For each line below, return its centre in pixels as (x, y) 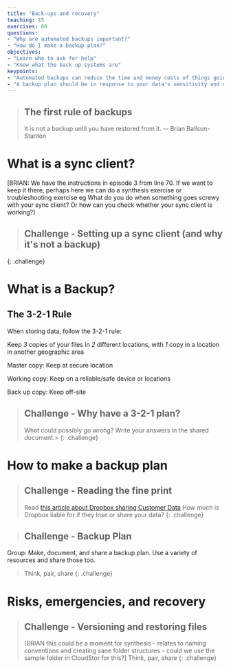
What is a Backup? (61, 289)
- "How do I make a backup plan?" (57, 46)
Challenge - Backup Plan (78, 536)
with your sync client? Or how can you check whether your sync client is (110, 205)
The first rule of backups (78, 112)
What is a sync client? (71, 164)
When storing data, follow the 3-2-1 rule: (64, 331)
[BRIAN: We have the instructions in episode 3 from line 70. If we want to (110, 183)
